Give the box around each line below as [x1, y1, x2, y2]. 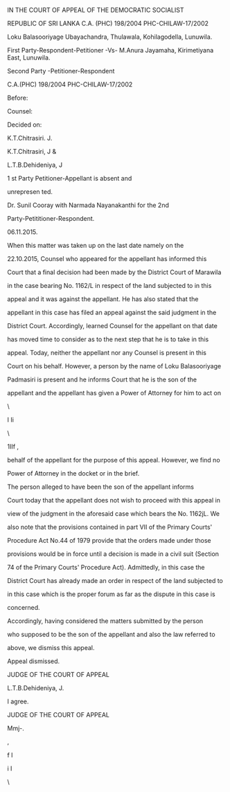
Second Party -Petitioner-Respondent [7, 67, 115, 75]
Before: [7, 93, 28, 102]
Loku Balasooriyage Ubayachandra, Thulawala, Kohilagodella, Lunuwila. [7, 33, 213, 41]
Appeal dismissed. [7, 657, 60, 665]
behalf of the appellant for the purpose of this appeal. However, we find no [7, 456, 220, 464]
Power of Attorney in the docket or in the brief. [7, 469, 140, 477]
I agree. [7, 697, 29, 705]
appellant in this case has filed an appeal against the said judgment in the [7, 308, 217, 316]
